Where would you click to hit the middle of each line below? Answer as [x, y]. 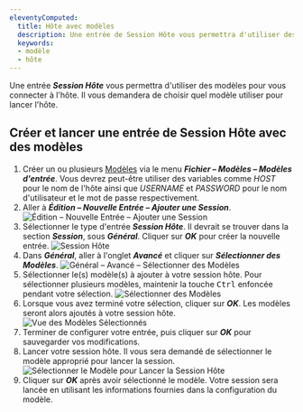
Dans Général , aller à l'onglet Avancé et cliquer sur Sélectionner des [151, 255]
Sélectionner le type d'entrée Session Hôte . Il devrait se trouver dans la [155, 226]
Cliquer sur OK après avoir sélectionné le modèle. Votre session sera [150, 379]
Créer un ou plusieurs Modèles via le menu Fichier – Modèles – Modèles [157, 169]
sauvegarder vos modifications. [81, 342]
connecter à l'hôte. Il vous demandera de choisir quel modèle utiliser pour [147, 95]
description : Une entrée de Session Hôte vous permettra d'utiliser [149, 34]
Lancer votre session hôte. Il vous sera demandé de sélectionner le [147, 351]
